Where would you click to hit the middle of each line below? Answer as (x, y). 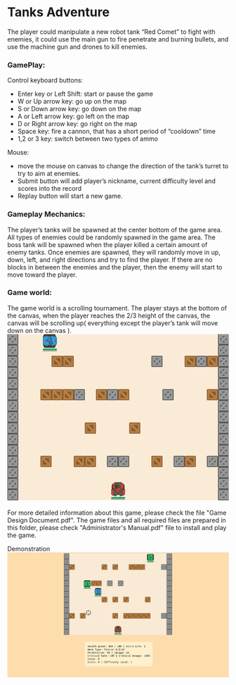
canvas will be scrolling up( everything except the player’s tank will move (113, 323)
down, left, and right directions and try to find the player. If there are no (110, 259)
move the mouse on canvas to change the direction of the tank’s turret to (123, 166)
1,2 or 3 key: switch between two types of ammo (87, 139)
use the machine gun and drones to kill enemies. (77, 46)
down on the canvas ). (40, 330)
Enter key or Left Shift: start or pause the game (85, 94)
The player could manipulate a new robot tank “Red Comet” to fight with (111, 32)
